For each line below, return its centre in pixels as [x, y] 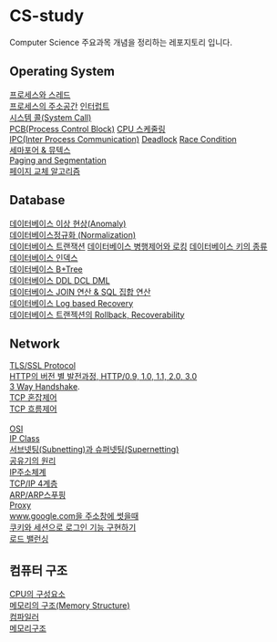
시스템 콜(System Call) [51, 117]
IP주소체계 [28, 472]
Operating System [62, 72]
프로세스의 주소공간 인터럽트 [60, 106]
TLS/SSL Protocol [42, 366]
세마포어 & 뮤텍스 [40, 150]
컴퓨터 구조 [39, 570]
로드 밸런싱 [29, 539]
